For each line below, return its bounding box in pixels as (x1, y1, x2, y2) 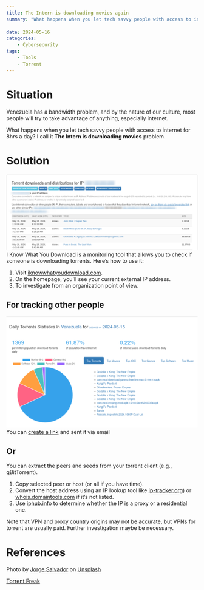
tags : (6, 49, 20, 55)
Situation (6, 88, 53, 101)
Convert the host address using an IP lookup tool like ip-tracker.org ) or (15, 487, 192, 494)
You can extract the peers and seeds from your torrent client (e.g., (6, 462, 172, 470)
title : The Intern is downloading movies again (6, 10, 129, 16)
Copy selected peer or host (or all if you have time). (15, 480, 144, 488)
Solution (6, 154, 50, 168)
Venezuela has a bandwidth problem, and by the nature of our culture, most (6, 108, 195, 115)
